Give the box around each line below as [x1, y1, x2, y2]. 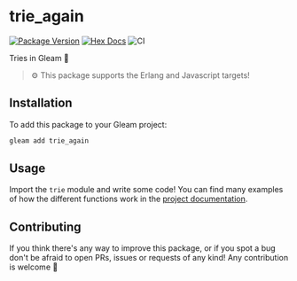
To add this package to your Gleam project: [9, 119, 168, 129]
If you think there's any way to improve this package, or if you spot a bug [9, 243, 277, 254]
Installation [9, 96, 73, 111]
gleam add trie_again [9, 136, 90, 145]
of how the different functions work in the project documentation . [9, 193, 248, 205]
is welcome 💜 [9, 261, 59, 272]
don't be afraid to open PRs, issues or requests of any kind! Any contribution [9, 253, 289, 263]
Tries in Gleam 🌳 [9, 52, 69, 63]
